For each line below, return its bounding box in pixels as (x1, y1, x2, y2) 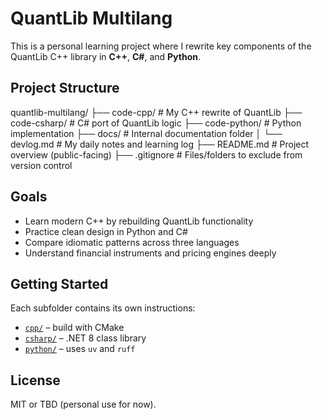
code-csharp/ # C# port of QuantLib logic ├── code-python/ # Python (10, 117, 302, 129)
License (10, 372, 61, 389)
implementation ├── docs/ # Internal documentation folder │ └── (10, 127, 283, 139)
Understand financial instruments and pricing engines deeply (24, 247, 277, 259)
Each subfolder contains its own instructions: (10, 302, 196, 314)
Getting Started (10, 275, 109, 292)
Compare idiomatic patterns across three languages (24, 236, 240, 248)
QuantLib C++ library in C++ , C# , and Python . (10, 50, 201, 62)
